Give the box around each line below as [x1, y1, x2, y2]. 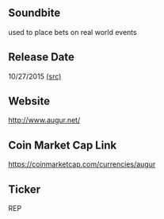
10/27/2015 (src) [8, 71, 62, 81]
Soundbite [8, 6, 61, 20]
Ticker [8, 182, 41, 196]
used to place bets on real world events [8, 27, 137, 36]
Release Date [8, 51, 75, 64]
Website [8, 94, 50, 108]
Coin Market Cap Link [8, 138, 117, 152]
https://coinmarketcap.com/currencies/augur [8, 159, 156, 169]
